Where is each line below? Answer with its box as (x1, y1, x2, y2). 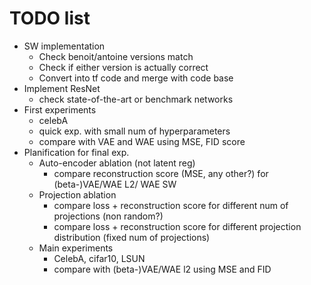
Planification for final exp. (23, 146, 130, 158)
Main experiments (38, 242, 114, 254)
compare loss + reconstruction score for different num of (53, 199, 289, 211)
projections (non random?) (53, 210, 164, 222)
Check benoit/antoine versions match (38, 50, 194, 62)
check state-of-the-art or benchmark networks (38, 93, 234, 105)
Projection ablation (38, 188, 117, 201)
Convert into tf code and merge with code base (38, 72, 234, 84)
